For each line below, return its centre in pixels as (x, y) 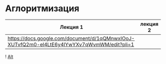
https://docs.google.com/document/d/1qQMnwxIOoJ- (71, 38)
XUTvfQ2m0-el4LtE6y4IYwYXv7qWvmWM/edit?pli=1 (71, 44)
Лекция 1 (72, 27)
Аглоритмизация (42, 9)
